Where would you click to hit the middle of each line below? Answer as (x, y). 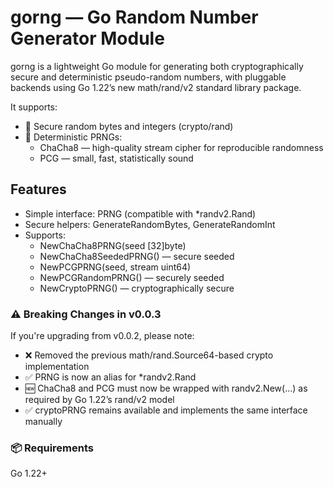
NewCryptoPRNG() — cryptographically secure (137, 288)
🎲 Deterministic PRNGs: (73, 137)
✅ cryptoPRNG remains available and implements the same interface (166, 410)
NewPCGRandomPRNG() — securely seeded (132, 277)
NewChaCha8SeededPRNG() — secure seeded (137, 256)
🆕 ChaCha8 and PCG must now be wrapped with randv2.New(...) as (166, 388)
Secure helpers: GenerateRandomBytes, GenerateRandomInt (150, 224)
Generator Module (87, 38)
